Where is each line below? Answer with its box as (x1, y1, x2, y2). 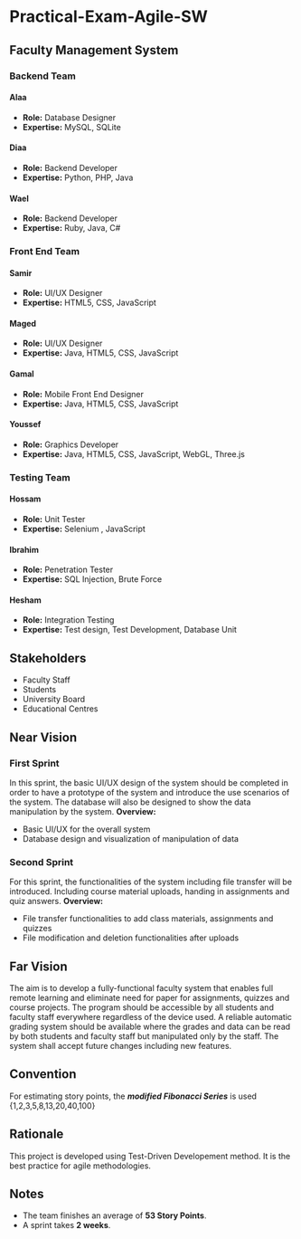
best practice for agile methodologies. (9, 1160, 152, 1171)
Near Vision (9, 729, 78, 745)
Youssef (9, 419, 42, 430)
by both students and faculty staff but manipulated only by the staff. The (9, 1030, 279, 1042)
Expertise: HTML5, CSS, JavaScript (22, 297, 156, 309)
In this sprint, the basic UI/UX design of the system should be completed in (9, 777, 289, 788)
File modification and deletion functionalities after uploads (22, 932, 240, 943)
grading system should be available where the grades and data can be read (9, 1021, 291, 1032)
